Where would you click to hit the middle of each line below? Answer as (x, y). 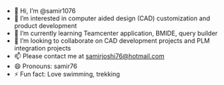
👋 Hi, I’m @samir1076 (45, 11)
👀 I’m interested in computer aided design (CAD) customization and (112, 18)
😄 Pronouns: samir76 (46, 66)
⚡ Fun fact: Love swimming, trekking (67, 74)
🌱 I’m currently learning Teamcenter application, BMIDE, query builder (116, 33)
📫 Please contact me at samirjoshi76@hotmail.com (89, 56)
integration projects (42, 48)
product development (46, 26)
